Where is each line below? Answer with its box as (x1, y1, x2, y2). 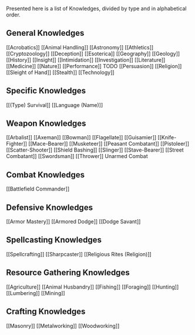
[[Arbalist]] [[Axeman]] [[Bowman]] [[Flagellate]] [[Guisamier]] (6, 134, 157, 141)
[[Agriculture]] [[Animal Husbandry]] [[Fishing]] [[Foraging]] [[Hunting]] (6, 283, 179, 290)
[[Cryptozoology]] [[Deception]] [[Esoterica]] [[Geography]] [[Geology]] (6, 50, 180, 57)
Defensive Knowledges (6, 202, 93, 212)
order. (6, 11, 21, 18)
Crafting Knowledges (6, 307, 86, 317)
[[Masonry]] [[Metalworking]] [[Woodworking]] (6, 322, 120, 329)
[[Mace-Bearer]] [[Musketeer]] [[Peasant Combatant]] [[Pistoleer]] (28, 140, 190, 148)
